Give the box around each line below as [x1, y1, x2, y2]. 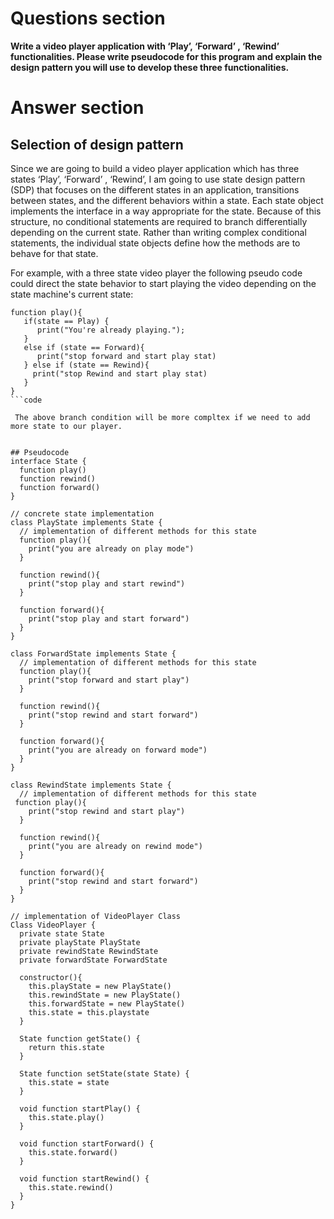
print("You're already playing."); [36, 325, 186, 335]
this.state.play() [28, 1112, 105, 1122]
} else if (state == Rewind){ [23, 360, 150, 370]
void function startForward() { [19, 1138, 155, 1149]
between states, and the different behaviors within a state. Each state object [10, 194, 324, 206]
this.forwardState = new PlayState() [28, 998, 186, 1009]
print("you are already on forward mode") [28, 745, 208, 755]
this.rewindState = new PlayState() [28, 990, 182, 1000]
